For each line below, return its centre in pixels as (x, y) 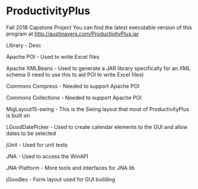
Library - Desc (24, 45)
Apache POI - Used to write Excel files (53, 56)
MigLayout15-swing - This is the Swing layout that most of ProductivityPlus (98, 109)
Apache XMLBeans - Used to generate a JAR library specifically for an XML (98, 68)
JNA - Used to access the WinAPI (47, 156)
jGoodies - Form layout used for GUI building (61, 179)
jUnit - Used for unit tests (37, 144)
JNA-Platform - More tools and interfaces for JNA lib (71, 168)
